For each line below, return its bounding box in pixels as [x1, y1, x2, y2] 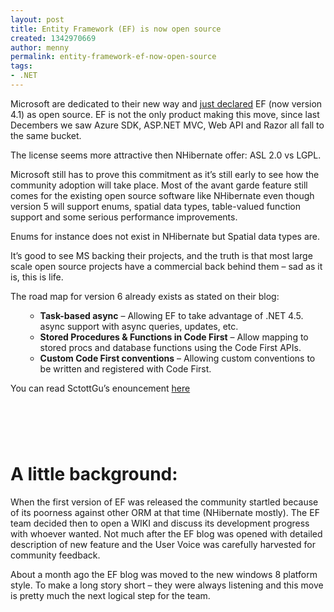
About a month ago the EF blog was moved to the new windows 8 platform [10, 569, 318, 580]
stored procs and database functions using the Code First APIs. [39, 341, 302, 353]
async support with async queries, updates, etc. [39, 320, 239, 332]
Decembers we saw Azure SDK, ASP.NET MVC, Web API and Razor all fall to [10, 119, 325, 131]
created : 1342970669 [10, 33, 97, 43]
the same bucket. [10, 129, 82, 141]
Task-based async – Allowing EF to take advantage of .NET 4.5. [39, 309, 304, 321]
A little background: [10, 463, 178, 486]
